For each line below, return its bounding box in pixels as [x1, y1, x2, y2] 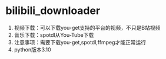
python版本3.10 [14, 46, 51, 53]
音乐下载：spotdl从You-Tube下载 [14, 31, 94, 39]
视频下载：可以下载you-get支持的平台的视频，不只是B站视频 [14, 24, 161, 31]
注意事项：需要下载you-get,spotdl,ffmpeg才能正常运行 [14, 39, 147, 46]
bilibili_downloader [5, 4, 101, 18]
